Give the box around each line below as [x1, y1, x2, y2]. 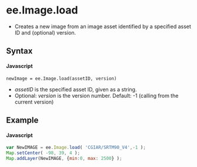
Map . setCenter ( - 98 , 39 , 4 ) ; [6, 150, 81, 156]
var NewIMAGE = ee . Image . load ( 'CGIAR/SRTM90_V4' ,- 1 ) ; [6, 145, 146, 151]
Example [6, 115, 39, 125]
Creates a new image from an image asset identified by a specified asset [14, 23, 191, 30]
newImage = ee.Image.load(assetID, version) [6, 76, 117, 81]
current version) [14, 98, 54, 105]
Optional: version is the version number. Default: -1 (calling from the [14, 92, 179, 99]
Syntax [6, 46, 33, 56]
